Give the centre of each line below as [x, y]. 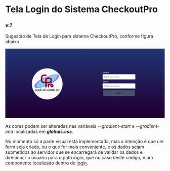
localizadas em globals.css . [44, 132]
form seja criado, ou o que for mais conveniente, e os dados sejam [75, 147]
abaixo [12, 42]
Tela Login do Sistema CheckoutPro [82, 9]
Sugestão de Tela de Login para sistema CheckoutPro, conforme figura [79, 36]
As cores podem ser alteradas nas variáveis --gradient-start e [70, 126]
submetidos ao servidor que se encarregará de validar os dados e [74, 152]
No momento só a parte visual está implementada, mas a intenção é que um [84, 142]
